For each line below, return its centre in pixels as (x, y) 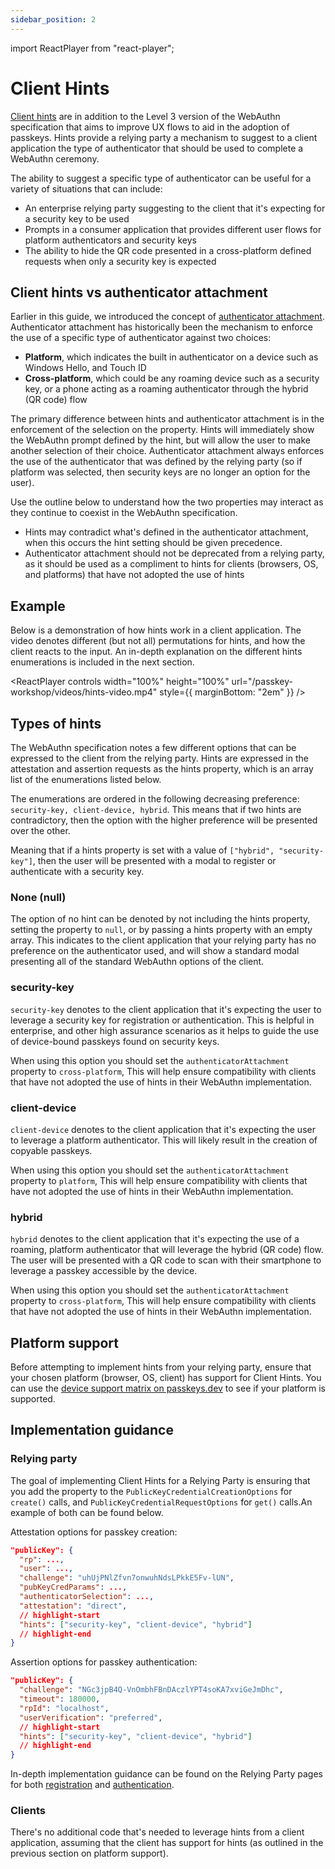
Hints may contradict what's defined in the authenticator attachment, (166, 532)
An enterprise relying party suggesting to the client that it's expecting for (175, 208)
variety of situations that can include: (86, 188)
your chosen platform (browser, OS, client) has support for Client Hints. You (166, 1377)
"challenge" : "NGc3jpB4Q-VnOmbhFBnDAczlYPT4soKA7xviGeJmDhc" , (151, 1690)
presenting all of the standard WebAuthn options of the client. (137, 962)
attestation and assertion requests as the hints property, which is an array (162, 769)
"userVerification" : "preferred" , (91, 1717)
